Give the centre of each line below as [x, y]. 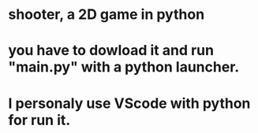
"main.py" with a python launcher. [124, 67]
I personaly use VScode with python [129, 103]
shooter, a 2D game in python [107, 15]
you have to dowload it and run [111, 51]
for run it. [39, 120]
